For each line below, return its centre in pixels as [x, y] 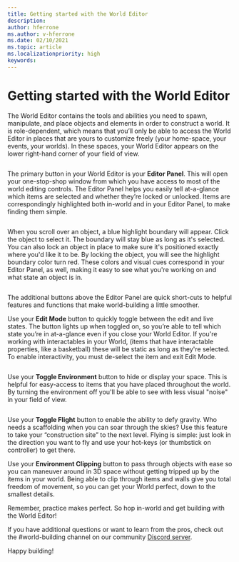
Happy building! [31, 551]
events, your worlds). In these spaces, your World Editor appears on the [113, 146]
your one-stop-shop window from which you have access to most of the [114, 181]
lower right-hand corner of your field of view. [73, 154]
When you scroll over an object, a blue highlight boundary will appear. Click [118, 231]
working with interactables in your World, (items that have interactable [111, 341]
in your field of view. [37, 399]
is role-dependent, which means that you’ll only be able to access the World [119, 131]
